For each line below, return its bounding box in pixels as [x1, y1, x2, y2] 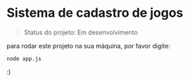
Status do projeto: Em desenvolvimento [23, 28, 138, 36]
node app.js [6, 55, 42, 62]
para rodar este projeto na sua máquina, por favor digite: [6, 41, 170, 50]
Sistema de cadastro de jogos [6, 5, 184, 21]
